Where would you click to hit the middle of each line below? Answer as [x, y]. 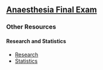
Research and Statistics [36, 41]
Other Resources [31, 27]
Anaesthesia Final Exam [51, 10]
